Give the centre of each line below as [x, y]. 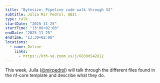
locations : [16, 42]
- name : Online [25, 47]
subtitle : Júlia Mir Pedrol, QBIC [41, 14]
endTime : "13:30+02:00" [30, 38]
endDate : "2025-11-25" [29, 33]
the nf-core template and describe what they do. [55, 76]
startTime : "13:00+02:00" [32, 28]
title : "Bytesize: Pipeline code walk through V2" [59, 10]
